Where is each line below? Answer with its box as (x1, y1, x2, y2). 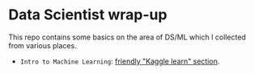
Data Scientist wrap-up (8, 6, 167, 24)
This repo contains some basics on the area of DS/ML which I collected (8, 32, 247, 42)
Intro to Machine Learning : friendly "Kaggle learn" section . (19, 56, 220, 66)
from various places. (8, 40, 77, 50)
